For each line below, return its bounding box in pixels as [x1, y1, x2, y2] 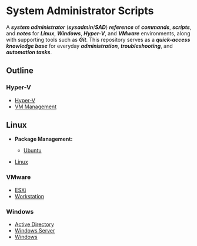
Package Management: [14, 135, 73, 142]
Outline [6, 66, 34, 76]
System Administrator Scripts [6, 4, 154, 18]
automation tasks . [6, 48, 52, 55]
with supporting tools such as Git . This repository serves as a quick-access [6, 36, 191, 43]
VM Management [14, 103, 57, 110]
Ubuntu [23, 147, 42, 154]
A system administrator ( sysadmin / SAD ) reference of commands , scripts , [6, 24, 192, 31]
